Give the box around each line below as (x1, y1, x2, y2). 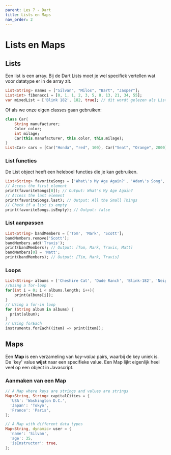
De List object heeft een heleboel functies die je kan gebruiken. (5, 169, 138, 175)
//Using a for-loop (5, 283, 47, 289)
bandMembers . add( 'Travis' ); (5, 241, 65, 246)
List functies (5, 157, 37, 164)
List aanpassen (5, 219, 44, 226)
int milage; (14, 131, 40, 136)
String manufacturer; (14, 121, 60, 127)
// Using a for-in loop (5, 302, 56, 307)
